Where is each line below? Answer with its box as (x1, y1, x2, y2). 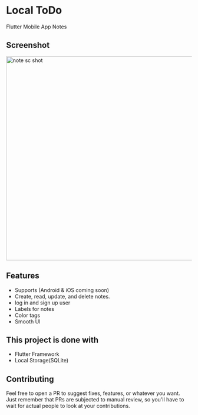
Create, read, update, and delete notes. (14, 293, 110, 300)
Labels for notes (14, 305, 55, 312)
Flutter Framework (14, 351, 60, 358)
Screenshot (6, 40, 50, 50)
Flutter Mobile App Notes (6, 23, 67, 30)
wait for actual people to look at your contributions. (6, 403, 131, 410)
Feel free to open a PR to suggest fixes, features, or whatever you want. (6, 390, 181, 397)
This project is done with (6, 335, 99, 345)
